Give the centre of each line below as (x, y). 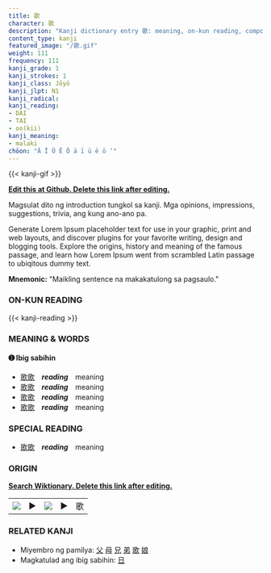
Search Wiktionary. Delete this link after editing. (90, 486)
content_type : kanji (43, 38)
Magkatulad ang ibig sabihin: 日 (72, 560)
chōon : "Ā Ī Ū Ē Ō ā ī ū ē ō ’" (63, 151)
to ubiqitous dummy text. (50, 264)
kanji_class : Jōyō (39, 83)
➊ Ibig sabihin (32, 358)
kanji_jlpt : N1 (34, 91)
